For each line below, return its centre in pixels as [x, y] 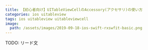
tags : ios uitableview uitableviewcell [47, 19]
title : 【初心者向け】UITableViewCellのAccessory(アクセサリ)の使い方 [74, 10]
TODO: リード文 [22, 43]
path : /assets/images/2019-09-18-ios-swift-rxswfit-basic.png [76, 28]
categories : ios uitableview [36, 14]
